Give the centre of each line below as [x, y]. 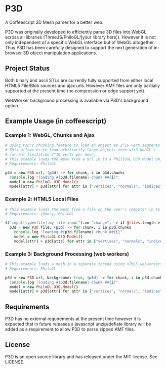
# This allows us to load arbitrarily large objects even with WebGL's [80, 150]
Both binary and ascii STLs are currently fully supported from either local [79, 80]
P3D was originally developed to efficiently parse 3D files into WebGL [76, 32]
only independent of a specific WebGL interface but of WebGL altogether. [80, 42]
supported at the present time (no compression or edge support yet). [75, 91]
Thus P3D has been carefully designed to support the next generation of [79, 47]
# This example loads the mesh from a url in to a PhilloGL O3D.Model [79, 159]
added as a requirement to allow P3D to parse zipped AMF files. [70, 329]
